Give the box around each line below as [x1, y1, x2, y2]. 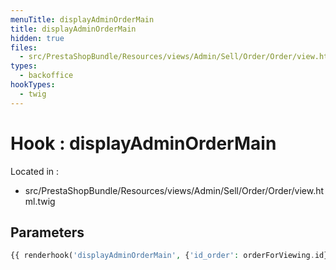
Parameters [10, 224, 85, 241]
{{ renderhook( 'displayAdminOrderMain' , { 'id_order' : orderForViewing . [10, 251, 315, 261]
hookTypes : [10, 80, 56, 90]
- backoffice [19, 71, 74, 81]
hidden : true [10, 33, 65, 43]
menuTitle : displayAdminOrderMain [10, 14, 155, 25]
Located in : [10, 165, 60, 177]
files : [10, 42, 38, 53]
